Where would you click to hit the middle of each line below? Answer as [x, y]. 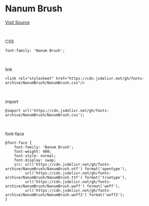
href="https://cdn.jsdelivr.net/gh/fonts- [100, 78]
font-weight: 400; [33, 152]
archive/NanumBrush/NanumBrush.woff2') [46, 195]
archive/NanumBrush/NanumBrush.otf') [44, 169]
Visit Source [18, 22]
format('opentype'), [106, 169]
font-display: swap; [35, 160]
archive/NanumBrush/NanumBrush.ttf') [44, 177]
